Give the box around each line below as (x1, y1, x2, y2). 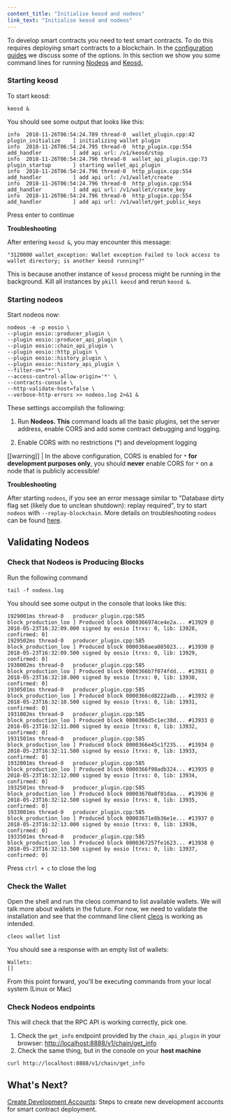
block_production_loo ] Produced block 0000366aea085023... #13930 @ (7, 643, 214, 650)
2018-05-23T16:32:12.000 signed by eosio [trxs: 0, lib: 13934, (7, 771, 198, 779)
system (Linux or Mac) (7, 985, 72, 993)
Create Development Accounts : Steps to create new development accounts (7, 1098, 224, 1106)
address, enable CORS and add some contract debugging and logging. (17, 425, 221, 433)
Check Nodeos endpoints (7, 1002, 96, 1011)
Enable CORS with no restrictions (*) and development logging (17, 438, 198, 447)
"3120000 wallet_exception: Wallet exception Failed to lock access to (7, 251, 220, 258)
